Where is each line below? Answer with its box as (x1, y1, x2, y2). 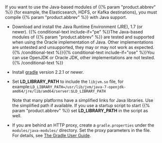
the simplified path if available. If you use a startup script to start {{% (12, 103, 150, 108)
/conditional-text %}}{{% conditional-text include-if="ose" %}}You (21, 49, 155, 55)
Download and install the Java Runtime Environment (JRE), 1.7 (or (12, 24, 143, 30)
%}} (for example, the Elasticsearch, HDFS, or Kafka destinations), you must (5, 9, 157, 15)
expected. (134, 45, 154, 50)
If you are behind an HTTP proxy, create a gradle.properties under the (12, 122, 154, 128)
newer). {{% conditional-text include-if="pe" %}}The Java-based (12, 29, 143, 34)
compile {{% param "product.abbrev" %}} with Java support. (5, 15, 127, 20)
